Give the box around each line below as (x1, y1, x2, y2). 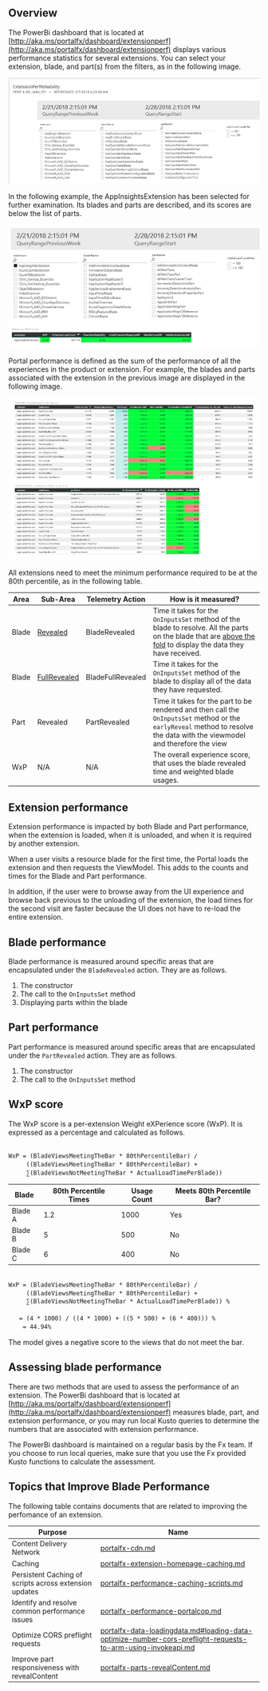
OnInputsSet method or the (152, 713, 241, 723)
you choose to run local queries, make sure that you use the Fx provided (8, 1448, 246, 1458)
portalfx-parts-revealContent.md (100, 1662, 211, 1672)
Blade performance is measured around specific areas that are (8, 956, 215, 966)
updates (11, 1586, 39, 1596)
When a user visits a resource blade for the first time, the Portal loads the (8, 855, 249, 864)
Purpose (38, 1527, 68, 1537)
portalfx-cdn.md (100, 1543, 156, 1553)
